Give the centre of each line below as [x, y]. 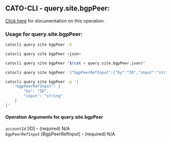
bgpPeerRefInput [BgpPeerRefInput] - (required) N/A [60, 134]
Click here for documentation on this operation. [55, 21]
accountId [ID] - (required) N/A [38, 129]
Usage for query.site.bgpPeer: [44, 34]
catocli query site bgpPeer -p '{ [42, 82]
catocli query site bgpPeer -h [39, 45]
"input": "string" [43, 96]
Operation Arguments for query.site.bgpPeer [54, 117]
